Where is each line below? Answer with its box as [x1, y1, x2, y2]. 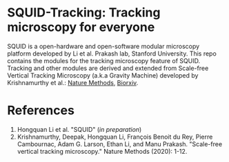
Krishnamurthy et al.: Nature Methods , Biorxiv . [7, 78, 139, 86]
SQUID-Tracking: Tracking [7, 5, 161, 21]
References [7, 103, 74, 118]
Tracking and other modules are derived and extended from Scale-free [7, 64, 209, 72]
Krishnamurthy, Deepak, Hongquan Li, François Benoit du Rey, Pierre [17, 132, 213, 141]
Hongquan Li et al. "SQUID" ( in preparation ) [17, 125, 142, 133]
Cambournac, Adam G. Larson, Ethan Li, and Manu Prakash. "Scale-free [17, 139, 223, 148]
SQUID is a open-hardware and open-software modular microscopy [7, 42, 200, 50]
